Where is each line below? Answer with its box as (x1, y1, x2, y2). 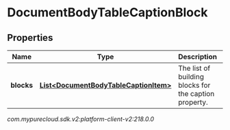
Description (177, 52, 218, 61)
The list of (177, 63, 211, 73)
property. (177, 97, 209, 107)
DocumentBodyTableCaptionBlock (7, 5, 208, 20)
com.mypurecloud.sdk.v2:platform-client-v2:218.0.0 (7, 115, 155, 123)
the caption (177, 89, 215, 98)
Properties (7, 32, 53, 44)
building (177, 72, 204, 81)
